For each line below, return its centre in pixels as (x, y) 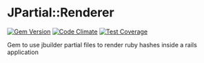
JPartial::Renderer (61, 13)
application (23, 52)
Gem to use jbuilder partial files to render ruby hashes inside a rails (102, 45)
